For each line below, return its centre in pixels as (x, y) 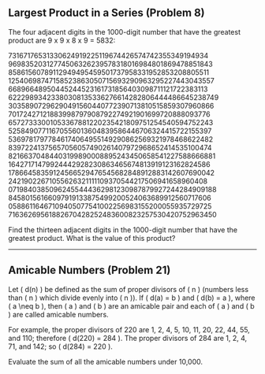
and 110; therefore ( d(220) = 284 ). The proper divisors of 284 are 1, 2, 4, (128, 338)
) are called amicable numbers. (58, 314)
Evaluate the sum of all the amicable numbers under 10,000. (106, 361)
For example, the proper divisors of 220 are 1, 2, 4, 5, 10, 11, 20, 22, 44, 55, (129, 329)
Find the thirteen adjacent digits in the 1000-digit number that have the (123, 230)
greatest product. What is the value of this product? (92, 238)
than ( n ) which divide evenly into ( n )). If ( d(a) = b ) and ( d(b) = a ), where (132, 298)
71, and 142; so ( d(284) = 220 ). (60, 346)
